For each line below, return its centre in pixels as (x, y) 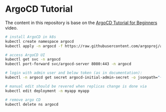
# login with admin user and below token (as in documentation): (74, 73)
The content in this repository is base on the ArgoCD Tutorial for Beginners (81, 23)
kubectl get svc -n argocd (33, 59)
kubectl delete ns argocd (32, 104)
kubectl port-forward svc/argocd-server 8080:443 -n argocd (68, 64)
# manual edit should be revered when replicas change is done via (76, 86)
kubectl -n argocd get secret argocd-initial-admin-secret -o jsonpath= (82, 78)
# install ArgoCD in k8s (31, 37)
